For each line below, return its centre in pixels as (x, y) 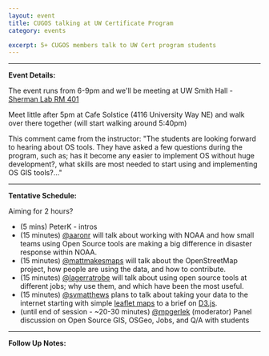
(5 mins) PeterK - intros (58, 227)
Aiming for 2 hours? (41, 211)
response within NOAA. (58, 252)
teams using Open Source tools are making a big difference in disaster (136, 244)
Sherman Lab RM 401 (44, 99)
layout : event (32, 16)
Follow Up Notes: (37, 343)
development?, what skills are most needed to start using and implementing (133, 164)
